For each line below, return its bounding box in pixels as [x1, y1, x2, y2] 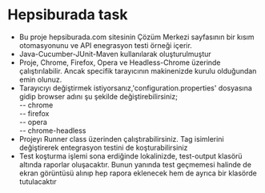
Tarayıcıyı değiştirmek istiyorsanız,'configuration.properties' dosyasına [18, 82, 253, 93]
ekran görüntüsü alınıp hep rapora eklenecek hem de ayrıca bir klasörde [18, 168, 258, 178]
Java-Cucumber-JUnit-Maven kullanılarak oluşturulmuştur [18, 49, 211, 58]
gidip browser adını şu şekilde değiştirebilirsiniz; [18, 91, 178, 101]
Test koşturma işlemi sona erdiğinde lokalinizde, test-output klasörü [18, 151, 243, 161]
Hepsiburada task [7, 6, 128, 24]
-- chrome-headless [18, 126, 86, 135]
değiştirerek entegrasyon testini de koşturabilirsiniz [18, 143, 188, 152]
